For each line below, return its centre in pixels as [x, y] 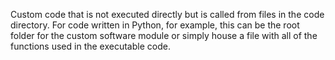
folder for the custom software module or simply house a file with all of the [164, 35]
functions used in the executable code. [90, 46]
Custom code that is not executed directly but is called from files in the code [167, 14]
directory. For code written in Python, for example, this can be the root [155, 25]
